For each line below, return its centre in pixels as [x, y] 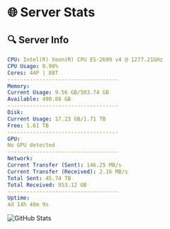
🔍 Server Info [38, 40]
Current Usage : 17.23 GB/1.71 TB [57, 119]
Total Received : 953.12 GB [47, 185]
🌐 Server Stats [51, 12]
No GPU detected [31, 145]
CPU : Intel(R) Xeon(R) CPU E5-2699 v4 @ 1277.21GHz [85, 60]
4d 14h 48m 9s [28, 205]
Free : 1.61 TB [28, 125]
